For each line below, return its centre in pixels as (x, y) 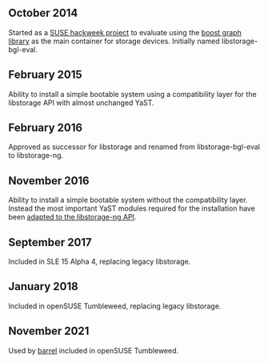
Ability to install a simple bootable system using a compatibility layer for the (133, 94)
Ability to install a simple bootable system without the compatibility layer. (128, 200)
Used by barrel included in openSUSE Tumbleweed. (94, 350)
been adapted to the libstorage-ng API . (72, 217)
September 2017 (50, 242)
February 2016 (45, 128)
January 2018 (43, 286)
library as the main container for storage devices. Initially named (114, 41)
